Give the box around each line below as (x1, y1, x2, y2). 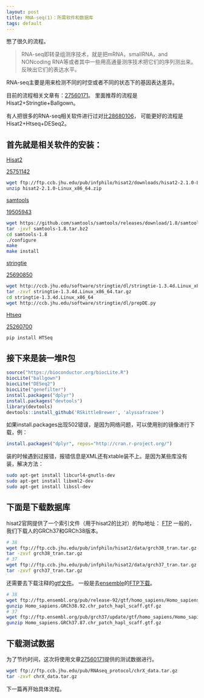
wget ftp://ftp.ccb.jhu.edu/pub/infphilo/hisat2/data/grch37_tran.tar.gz (6, 562, 197, 568)
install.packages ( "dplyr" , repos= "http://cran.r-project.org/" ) (6, 441, 172, 447)
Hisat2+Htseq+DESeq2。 (6, 120, 70, 127)
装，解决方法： (6, 460, 44, 468)
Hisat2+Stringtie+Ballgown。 (6, 99, 79, 107)
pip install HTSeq (6, 335, 53, 341)
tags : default (6, 20, 42, 26)
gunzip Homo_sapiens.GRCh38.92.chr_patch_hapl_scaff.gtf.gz (6, 603, 162, 609)
